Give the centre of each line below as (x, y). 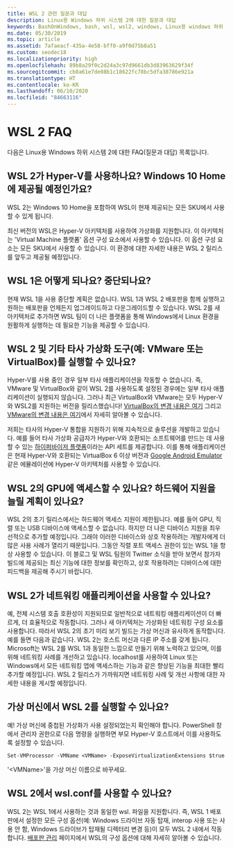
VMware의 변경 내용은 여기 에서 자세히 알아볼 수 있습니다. (85, 415)
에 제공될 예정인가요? (50, 189)
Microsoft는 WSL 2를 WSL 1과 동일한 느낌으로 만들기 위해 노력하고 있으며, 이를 (114, 648)
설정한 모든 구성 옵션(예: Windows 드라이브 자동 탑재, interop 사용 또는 (122, 820)
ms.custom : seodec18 (37, 53)
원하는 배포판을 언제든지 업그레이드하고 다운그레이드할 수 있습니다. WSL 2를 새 (114, 307)
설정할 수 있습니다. (39, 742)
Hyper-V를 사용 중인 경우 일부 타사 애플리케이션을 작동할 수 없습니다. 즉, (105, 380)
